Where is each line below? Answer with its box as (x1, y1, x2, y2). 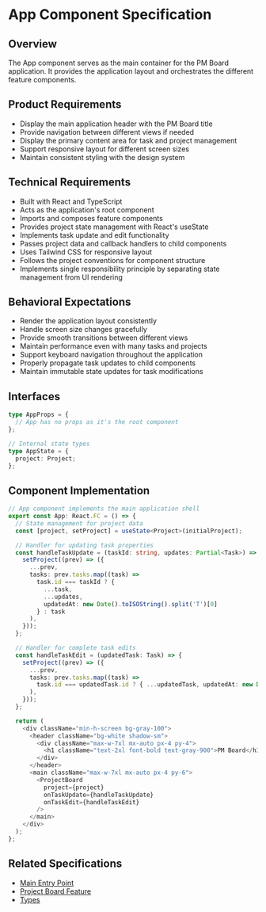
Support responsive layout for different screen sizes (19, 144, 190, 154)
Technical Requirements (8, 176, 131, 189)
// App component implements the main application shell (8, 505, 200, 513)
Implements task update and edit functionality (19, 230, 169, 239)
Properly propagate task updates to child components (19, 358, 196, 368)
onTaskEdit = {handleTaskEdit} (43, 798, 140, 806)
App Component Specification (8, 6, 212, 24)
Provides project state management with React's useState (19, 222, 209, 231)
